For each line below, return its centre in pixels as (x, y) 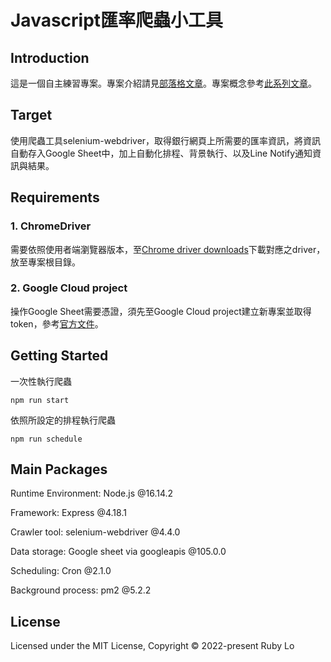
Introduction (50, 57)
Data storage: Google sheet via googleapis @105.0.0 (118, 552)
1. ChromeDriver (51, 226)
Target (31, 115)
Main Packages (59, 469)
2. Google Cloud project (69, 288)
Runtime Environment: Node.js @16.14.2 (92, 493)
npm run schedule (46, 439)
